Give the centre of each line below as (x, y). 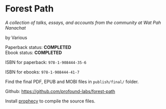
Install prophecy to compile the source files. (50, 101)
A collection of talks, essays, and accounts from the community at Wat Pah (83, 22)
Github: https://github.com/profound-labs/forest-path (60, 91)
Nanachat (15, 27)
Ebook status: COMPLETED (34, 52)
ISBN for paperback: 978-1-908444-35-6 (46, 62)
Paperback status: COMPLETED (38, 47)
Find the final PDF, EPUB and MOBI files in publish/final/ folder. (72, 81)
